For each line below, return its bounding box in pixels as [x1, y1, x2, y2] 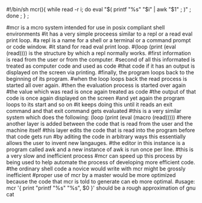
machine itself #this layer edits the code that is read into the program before [6, 127, 195, 134]
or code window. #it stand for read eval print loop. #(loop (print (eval [6, 43, 177, 50]
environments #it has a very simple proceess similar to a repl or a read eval [6, 30, 193, 37]
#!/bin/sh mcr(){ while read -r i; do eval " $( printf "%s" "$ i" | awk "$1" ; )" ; [6, 6, 191, 13]
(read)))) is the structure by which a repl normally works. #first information [6, 50, 191, 57]
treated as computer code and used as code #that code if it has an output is [6, 62, 195, 69]
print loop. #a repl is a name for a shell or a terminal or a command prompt [6, 37, 191, 43]
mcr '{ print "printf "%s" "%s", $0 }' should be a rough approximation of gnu [6, 184, 196, 192]
